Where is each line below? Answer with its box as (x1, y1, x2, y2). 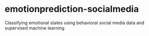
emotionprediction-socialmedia (4, 3, 139, 15)
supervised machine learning (4, 25, 64, 31)
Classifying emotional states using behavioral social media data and (4, 20, 144, 26)
